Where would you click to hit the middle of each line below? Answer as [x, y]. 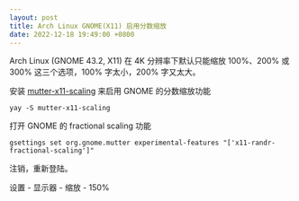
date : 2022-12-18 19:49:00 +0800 [72, 34]
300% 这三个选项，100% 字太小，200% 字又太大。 [105, 72]
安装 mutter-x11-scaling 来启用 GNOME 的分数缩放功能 [110, 92]
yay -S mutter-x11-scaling [60, 109]
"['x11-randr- [249, 143]
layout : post [34, 17]
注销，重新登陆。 [41, 169]
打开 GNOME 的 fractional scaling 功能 [80, 126]
